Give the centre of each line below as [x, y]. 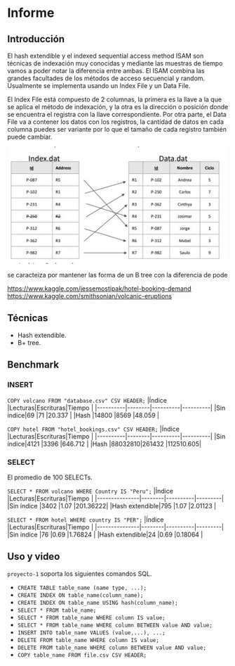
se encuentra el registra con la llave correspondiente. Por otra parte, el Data [117, 114]
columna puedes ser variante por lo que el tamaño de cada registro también [117, 129]
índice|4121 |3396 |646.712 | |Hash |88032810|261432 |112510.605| [105, 444]
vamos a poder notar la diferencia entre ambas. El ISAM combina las [106, 71]
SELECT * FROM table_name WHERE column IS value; [92, 617]
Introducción [36, 39]
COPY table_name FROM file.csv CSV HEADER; [82, 655]
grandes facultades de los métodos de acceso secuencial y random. [106, 78]
